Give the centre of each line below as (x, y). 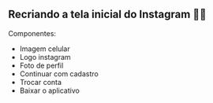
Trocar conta (40, 82)
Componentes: (32, 33)
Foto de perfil (41, 65)
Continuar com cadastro (59, 74)
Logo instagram (45, 57)
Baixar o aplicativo (50, 90)
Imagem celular (45, 49)
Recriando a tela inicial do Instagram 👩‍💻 (107, 15)
